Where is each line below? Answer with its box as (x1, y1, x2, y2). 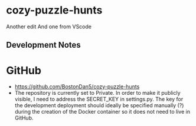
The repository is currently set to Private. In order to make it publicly (14, 89, 181, 97)
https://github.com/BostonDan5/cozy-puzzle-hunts (14, 83, 140, 90)
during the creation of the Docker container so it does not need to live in (14, 108, 191, 115)
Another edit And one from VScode (6, 23, 92, 30)
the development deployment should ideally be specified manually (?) (14, 102, 184, 109)
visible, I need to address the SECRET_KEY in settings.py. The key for (14, 95, 184, 103)
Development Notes (6, 40, 81, 50)
